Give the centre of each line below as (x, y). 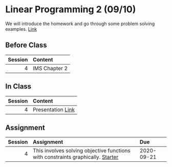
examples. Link (21, 29)
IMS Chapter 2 (50, 68)
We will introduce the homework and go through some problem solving (80, 24)
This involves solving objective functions (82, 151)
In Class (18, 86)
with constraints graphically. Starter (76, 157)
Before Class (26, 45)
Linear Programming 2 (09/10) (71, 9)
